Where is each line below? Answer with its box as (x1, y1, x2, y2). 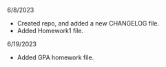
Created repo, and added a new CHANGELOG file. (17, 19, 160, 27)
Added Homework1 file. (17, 27, 84, 35)
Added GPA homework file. (17, 53, 94, 61)
